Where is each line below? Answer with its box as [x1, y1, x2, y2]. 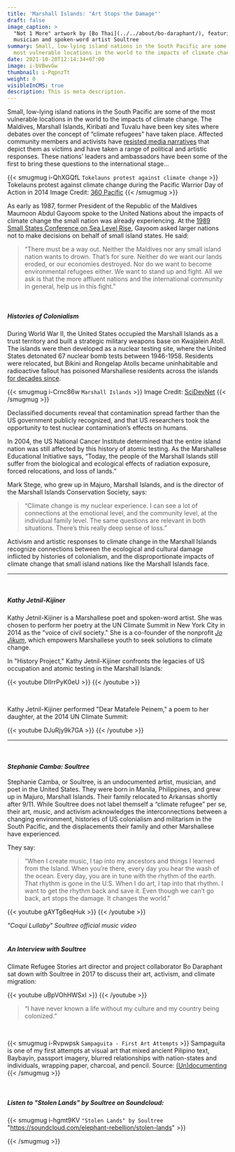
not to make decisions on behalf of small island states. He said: [7, 232, 189, 240]
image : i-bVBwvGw [7, 62, 58, 69]
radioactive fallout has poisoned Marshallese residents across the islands [7, 367, 219, 375]
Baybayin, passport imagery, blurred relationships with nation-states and [7, 1054, 217, 1062]
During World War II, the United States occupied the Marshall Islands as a [7, 330, 218, 338]
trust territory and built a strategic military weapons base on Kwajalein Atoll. [7, 337, 225, 345]
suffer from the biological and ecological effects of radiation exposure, [7, 459, 211, 468]
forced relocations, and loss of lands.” [7, 467, 117, 476]
